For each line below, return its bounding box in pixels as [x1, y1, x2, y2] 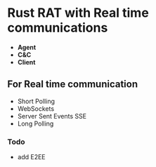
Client [17, 58, 36, 66]
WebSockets [17, 104, 55, 113]
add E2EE [17, 153, 46, 161]
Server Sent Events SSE [17, 112, 86, 120]
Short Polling [17, 97, 55, 105]
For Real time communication [7, 79, 138, 91]
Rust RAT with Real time [7, 5, 149, 21]
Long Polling [17, 119, 54, 128]
